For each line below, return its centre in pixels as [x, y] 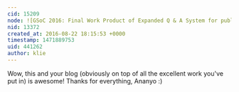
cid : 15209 [23, 14]
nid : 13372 [23, 27]
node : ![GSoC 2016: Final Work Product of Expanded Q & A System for [113, 21]
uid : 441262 [25, 47]
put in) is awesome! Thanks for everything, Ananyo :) [85, 81]
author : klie [27, 54]
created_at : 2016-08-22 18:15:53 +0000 [67, 34]
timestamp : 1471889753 [41, 40]
